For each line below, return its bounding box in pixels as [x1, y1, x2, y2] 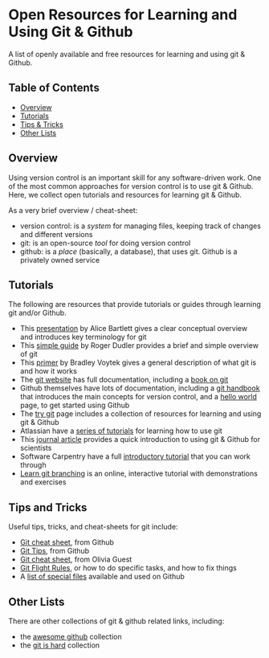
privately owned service [19, 255, 100, 264]
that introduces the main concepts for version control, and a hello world [19, 392, 257, 402]
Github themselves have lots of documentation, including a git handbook [19, 383, 260, 393]
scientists [19, 443, 52, 453]
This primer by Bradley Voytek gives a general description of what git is [19, 358, 257, 367]
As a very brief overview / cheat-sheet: [8, 205, 138, 215]
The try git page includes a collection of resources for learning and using [19, 409, 262, 419]
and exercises [19, 477, 67, 487]
